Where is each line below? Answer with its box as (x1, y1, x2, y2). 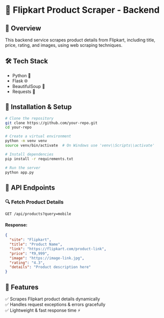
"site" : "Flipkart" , (9, 237, 52, 242)
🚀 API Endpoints (5, 183, 55, 192)
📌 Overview (5, 24, 41, 32)
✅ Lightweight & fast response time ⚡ (5, 307, 81, 313)
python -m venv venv (5, 139, 48, 144)
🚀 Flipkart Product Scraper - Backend (5, 4, 160, 16)
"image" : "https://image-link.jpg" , (9, 256, 84, 260)
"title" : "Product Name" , (9, 242, 63, 247)
